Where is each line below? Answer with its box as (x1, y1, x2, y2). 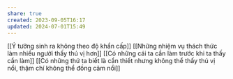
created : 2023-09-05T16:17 (7, 17, 86, 24)
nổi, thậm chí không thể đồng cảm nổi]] (7, 64, 121, 73)
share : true (7, 10, 42, 17)
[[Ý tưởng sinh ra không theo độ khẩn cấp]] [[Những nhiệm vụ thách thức (7, 42, 218, 51)
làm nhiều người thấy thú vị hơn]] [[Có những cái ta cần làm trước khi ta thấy (7, 49, 226, 58)
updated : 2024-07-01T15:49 (7, 23, 86, 30)
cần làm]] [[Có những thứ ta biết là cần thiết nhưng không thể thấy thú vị (7, 57, 216, 65)
